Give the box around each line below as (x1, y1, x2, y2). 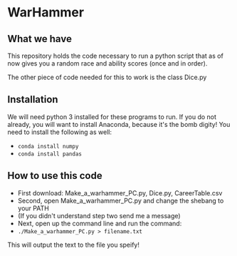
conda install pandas (17, 150, 82, 158)
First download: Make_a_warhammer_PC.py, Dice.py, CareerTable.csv (17, 188, 223, 197)
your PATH (17, 204, 50, 213)
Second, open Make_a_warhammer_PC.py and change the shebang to (17, 196, 224, 205)
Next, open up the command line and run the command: (17, 219, 182, 227)
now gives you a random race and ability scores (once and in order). (7, 59, 208, 68)
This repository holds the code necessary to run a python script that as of (7, 51, 224, 60)
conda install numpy (17, 143, 79, 150)
